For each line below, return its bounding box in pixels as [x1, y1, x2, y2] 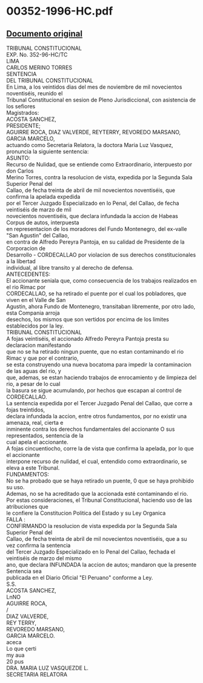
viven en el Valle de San [6, 297, 66, 303]
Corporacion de [6, 245, 45, 252]
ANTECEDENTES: [6, 270, 50, 278]
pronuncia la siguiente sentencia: [6, 148, 89, 155]
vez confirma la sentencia [6, 542, 71, 549]
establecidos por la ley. [6, 322, 64, 329]
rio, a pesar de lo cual [6, 380, 61, 387]
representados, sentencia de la [6, 432, 84, 439]
